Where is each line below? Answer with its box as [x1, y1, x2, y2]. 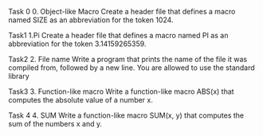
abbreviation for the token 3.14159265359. [8, 39, 147, 49]
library [8, 72, 29, 80]
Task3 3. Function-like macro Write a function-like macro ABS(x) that [8, 87, 234, 96]
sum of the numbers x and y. [8, 119, 102, 128]
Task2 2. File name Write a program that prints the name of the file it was [8, 55, 248, 64]
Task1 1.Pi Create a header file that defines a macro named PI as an [8, 31, 229, 40]
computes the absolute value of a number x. [8, 95, 154, 104]
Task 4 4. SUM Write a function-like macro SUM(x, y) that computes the [8, 111, 245, 120]
